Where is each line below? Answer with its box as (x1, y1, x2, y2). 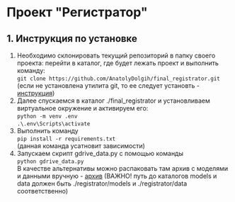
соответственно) (16, 187, 69, 195)
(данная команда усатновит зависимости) (16, 142, 146, 150)
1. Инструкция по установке (6, 33, 137, 45)
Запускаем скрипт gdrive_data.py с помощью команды (16, 150, 184, 157)
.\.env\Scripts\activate (16, 120, 91, 128)
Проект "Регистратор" (6, 4, 148, 21)
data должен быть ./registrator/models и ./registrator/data (16, 179, 188, 188)
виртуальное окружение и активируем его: (16, 104, 149, 112)
